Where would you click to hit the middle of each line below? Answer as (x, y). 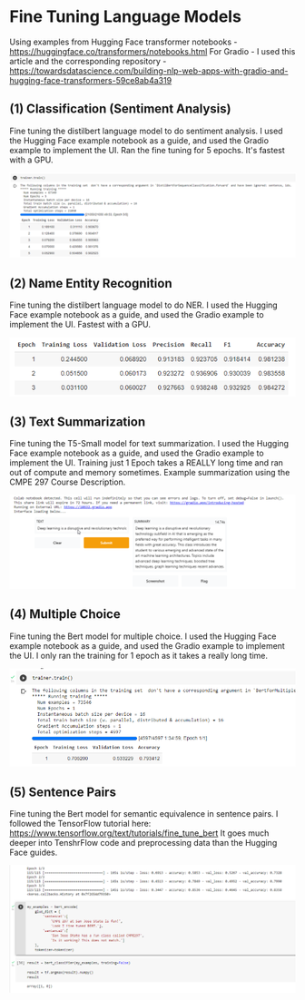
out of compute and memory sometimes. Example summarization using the (150, 473)
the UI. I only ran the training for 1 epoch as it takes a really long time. (139, 655)
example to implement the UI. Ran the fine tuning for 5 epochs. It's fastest (148, 150)
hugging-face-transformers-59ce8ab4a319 (91, 80)
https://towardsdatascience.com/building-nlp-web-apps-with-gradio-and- (149, 71)
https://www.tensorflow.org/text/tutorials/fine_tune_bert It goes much (139, 833)
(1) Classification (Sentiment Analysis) (120, 109)
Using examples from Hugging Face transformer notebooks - (123, 42)
